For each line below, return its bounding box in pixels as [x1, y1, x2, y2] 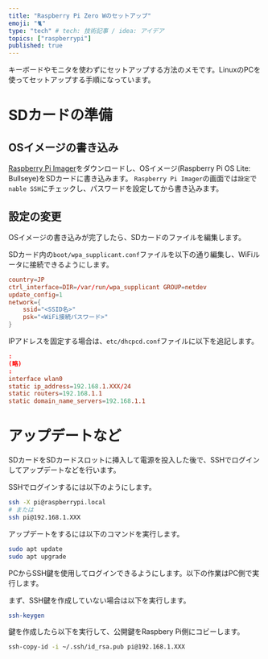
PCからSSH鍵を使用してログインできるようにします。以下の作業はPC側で [8, 568, 253, 578]
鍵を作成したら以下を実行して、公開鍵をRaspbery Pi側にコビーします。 [8, 627, 245, 636]
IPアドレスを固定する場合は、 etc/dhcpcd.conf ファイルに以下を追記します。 [8, 336, 259, 346]
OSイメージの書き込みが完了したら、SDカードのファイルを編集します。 [8, 232, 246, 242]
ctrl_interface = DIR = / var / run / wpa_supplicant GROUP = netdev [8, 283, 207, 291]
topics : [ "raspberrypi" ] [8, 34, 92, 43]
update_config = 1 [8, 291, 63, 299]
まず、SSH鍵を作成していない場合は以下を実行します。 [8, 595, 191, 605]
